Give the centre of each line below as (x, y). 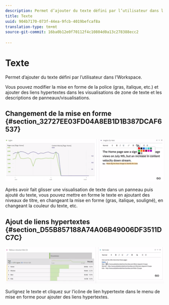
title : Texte (19, 16)
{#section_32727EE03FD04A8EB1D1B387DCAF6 (84, 122)
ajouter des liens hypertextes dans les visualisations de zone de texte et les (84, 92)
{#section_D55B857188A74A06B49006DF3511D (84, 230)
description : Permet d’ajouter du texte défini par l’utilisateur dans (82, 11)
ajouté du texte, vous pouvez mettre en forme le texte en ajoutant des (78, 195)
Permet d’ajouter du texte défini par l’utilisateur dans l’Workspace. (74, 77)
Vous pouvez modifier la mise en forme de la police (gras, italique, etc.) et (82, 87)
